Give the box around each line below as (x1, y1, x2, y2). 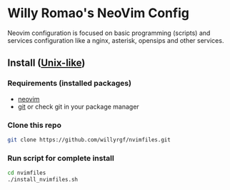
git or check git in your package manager (17, 102, 139, 111)
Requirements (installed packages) (7, 79, 132, 89)
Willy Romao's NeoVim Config (7, 5, 189, 21)
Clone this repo (7, 120, 62, 130)
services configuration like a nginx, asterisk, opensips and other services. (7, 36, 224, 44)
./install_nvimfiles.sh (7, 176, 79, 183)
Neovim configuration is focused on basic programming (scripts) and (7, 29, 211, 37)
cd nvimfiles (7, 169, 46, 176)
